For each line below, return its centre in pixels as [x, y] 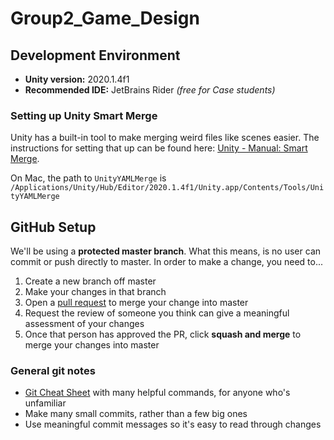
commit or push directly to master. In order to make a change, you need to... [167, 262]
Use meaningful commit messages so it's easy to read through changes [173, 424]
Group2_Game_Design [105, 18]
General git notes [53, 371]
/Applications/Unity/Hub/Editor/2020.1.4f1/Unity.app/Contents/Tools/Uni [167, 188]
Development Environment [95, 55]
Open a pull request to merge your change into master [136, 303]
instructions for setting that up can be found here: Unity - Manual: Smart [159, 148]
